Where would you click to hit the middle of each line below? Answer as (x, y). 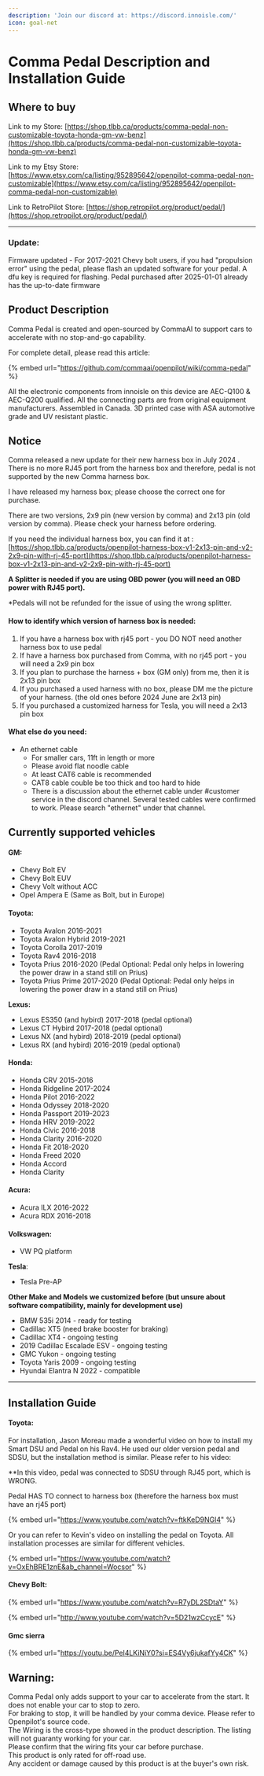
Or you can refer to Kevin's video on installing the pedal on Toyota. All (121, 1535)
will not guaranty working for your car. (70, 1738)
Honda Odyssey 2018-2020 (64, 1105)
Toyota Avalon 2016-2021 (60, 930)
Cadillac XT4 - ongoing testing (69, 1337)
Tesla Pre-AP (41, 1282)
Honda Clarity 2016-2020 (60, 1138)
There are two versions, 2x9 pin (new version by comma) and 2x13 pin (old (129, 515)
